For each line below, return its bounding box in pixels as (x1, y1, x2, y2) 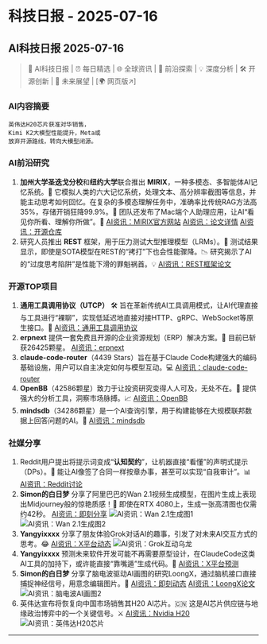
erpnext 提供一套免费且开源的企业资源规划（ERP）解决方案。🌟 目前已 (19, 332, 250, 342)
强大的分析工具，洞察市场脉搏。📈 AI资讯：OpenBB (19, 393, 188, 402)
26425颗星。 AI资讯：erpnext (26, 343, 125, 352)
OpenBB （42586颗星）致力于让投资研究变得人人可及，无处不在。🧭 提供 (19, 383, 257, 393)
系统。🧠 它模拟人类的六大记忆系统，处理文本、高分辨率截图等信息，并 (26, 187, 257, 196)
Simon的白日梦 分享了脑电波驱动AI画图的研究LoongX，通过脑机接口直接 (19, 569, 257, 579)
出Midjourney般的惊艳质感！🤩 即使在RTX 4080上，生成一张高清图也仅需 (19, 499, 257, 509)
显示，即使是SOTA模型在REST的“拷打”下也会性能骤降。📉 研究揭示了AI (19, 246, 252, 256)
